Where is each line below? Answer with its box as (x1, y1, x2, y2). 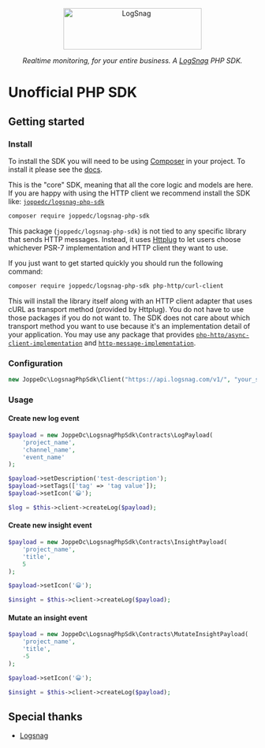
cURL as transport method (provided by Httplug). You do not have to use (8, 304, 244, 314)
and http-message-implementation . (84, 338, 196, 348)
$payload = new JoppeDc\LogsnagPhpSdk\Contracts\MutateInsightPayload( (8, 631, 248, 638)
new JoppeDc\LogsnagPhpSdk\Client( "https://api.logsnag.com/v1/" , (8, 375, 231, 383)
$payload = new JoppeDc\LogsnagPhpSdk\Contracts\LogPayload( (8, 431, 214, 439)
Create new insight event (8, 520, 92, 530)
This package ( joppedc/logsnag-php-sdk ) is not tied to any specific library (8, 226, 247, 236)
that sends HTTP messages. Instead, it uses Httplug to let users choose (8, 234, 241, 244)
